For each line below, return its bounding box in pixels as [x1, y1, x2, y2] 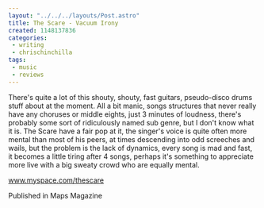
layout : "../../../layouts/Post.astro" [8, 11, 140, 20]
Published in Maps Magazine [8, 191, 103, 200]
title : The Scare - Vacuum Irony [8, 19, 119, 27]
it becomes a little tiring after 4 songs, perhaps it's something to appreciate [8, 152, 254, 161]
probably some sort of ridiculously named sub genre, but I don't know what [8, 117, 254, 127]
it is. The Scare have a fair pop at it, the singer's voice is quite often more [8, 126, 247, 136]
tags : [8, 56, 26, 64]
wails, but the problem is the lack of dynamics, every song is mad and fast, [8, 143, 253, 152]
